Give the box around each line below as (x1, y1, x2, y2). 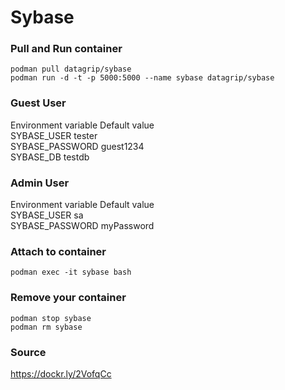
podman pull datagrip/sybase (10, 64, 132, 75)
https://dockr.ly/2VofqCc (10, 367, 112, 380)
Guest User (10, 96, 67, 110)
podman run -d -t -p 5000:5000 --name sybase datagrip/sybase (10, 73, 275, 83)
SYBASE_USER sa (10, 209, 84, 221)
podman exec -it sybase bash (10, 267, 132, 278)
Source (10, 345, 47, 359)
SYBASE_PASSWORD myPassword (10, 220, 155, 232)
